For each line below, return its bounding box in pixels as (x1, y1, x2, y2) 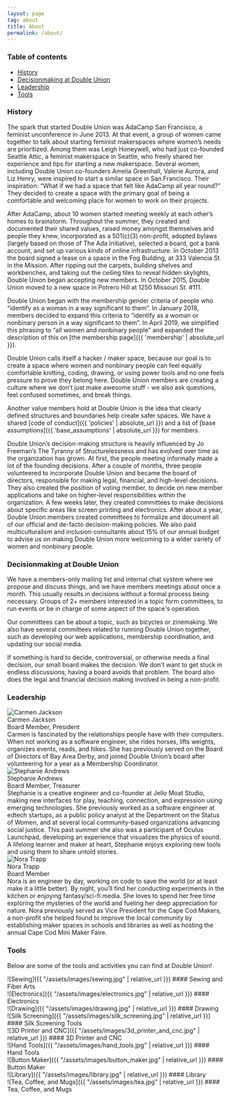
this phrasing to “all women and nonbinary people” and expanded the (7, 325, 205, 334)
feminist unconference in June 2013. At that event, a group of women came (7, 130, 221, 138)
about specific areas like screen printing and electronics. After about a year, (7, 505, 223, 513)
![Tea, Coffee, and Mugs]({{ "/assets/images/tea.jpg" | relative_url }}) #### (7, 1077, 221, 1085)
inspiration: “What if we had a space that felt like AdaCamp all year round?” (7, 181, 221, 190)
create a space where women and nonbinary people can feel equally (7, 361, 202, 370)
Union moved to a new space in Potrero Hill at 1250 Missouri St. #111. (7, 283, 202, 291)
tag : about (7, 17, 39, 23)
